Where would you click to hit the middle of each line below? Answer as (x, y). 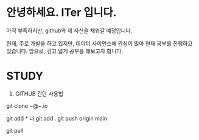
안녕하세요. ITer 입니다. (61, 12)
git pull (15, 130)
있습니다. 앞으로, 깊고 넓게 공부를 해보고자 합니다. (65, 51)
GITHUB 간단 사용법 (39, 93)
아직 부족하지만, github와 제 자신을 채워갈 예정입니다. (69, 30)
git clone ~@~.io (27, 106)
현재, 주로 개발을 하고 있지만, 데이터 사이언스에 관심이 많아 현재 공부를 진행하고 (100, 43)
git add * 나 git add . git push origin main (57, 118)
